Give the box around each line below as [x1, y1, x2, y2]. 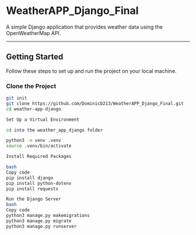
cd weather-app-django [6, 106, 61, 112]
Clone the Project [6, 82, 57, 90]
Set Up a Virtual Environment [6, 117, 80, 122]
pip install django [6, 175, 54, 181]
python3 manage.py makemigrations [6, 213, 90, 219]
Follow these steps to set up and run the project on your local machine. [6, 67, 177, 74]
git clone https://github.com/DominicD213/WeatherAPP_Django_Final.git [6, 100, 184, 106]
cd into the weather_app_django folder [6, 127, 103, 133]
